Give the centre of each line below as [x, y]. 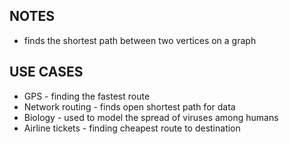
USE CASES [46, 72]
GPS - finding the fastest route [87, 96]
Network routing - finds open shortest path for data [129, 106]
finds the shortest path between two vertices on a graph [140, 40]
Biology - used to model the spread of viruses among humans [151, 117]
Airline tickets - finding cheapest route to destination [132, 128]
